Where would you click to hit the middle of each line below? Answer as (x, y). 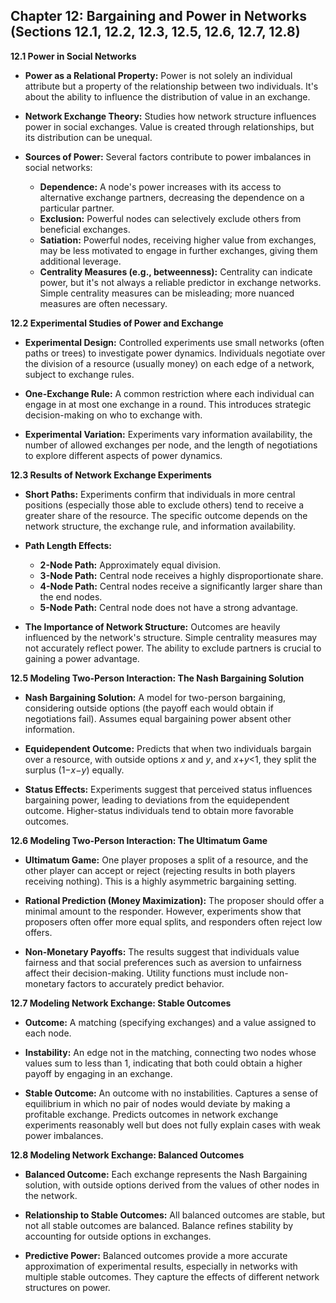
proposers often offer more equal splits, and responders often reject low (173, 921)
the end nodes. (71, 596)
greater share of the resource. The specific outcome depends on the (166, 515)
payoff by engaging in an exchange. (98, 1073)
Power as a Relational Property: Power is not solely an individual (158, 75)
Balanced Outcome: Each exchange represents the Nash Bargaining (166, 1174)
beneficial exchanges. (85, 229)
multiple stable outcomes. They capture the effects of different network (172, 1276)
